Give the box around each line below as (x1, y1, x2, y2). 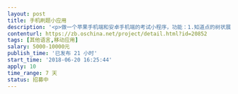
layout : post (7, 10, 46, 18)
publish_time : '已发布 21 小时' (7, 50, 98, 57)
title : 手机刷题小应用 (7, 17, 67, 24)
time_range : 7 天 (7, 69, 58, 76)
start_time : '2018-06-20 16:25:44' (7, 57, 113, 64)
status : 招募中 (7, 76, 49, 83)
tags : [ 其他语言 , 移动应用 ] (7, 37, 79, 44)
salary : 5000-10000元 (7, 43, 70, 50)
